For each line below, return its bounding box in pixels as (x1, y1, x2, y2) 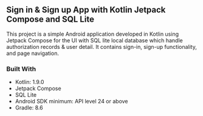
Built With (6, 65, 36, 73)
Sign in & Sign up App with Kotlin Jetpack (6, 5, 166, 15)
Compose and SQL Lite (6, 14, 94, 25)
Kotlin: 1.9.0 (15, 79, 44, 86)
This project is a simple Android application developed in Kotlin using (6, 30, 179, 37)
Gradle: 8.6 (15, 104, 44, 111)
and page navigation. (6, 50, 60, 57)
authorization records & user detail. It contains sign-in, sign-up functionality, (6, 43, 198, 50)
